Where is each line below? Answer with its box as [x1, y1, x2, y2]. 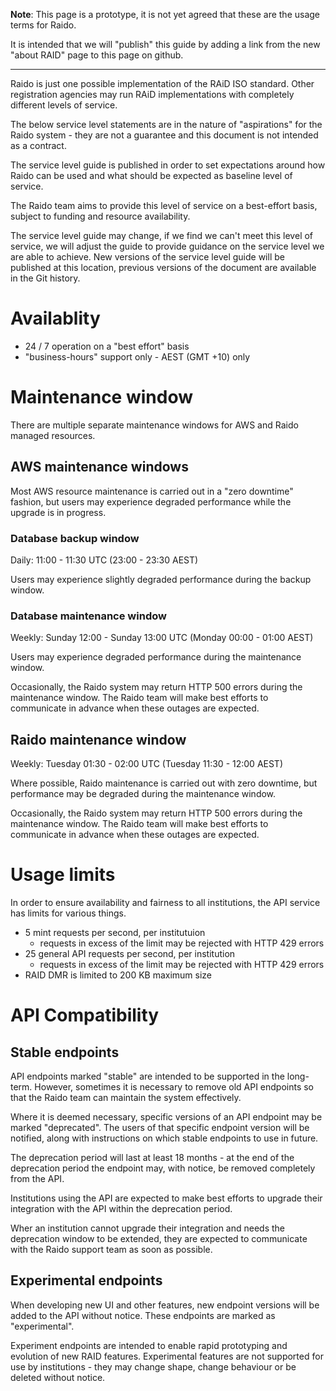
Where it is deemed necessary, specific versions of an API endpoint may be [10, 1111, 323, 1123]
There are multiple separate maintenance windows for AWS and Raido [10, 419, 299, 431]
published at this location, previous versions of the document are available [10, 262, 317, 273]
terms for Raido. [10, 19, 77, 31]
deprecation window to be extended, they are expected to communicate [10, 1233, 308, 1245]
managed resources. [10, 429, 96, 441]
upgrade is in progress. [10, 506, 107, 518]
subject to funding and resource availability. [10, 210, 191, 222]
